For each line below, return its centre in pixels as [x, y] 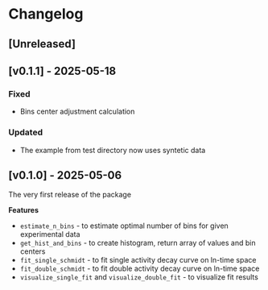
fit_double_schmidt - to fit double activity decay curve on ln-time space [140, 269]
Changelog [46, 14]
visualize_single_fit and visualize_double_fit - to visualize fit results [139, 277]
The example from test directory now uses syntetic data [113, 150]
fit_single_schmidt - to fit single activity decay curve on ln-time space [138, 260]
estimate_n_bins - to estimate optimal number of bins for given [124, 226]
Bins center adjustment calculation [77, 112]
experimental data [50, 234]
